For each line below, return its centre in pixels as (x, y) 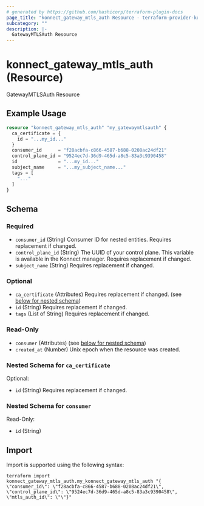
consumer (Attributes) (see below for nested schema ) (81, 343)
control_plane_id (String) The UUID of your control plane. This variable (104, 253)
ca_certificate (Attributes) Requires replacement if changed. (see (98, 294)
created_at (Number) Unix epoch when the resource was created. (98, 349)
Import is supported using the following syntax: (65, 465)
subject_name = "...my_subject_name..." (69, 167)
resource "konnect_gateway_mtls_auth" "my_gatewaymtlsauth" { (87, 128)
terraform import (28, 476)
